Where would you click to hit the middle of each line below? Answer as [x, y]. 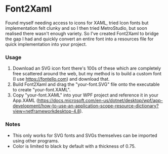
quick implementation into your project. [46, 44]
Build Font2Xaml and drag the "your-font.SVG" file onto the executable [86, 84]
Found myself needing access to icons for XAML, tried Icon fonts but [77, 23]
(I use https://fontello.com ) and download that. [61, 79]
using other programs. [36, 141]
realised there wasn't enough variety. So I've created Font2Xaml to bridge [82, 33]
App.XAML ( [25, 100]
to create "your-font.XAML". [41, 90]
